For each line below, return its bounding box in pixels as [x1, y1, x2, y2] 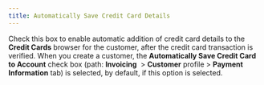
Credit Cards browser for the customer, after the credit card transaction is [8, 42, 254, 52]
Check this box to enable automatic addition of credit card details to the [8, 34, 246, 43]
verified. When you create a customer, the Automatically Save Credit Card [8, 51, 257, 60]
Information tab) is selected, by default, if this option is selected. [8, 67, 223, 77]
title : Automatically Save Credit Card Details [8, 11, 171, 20]
